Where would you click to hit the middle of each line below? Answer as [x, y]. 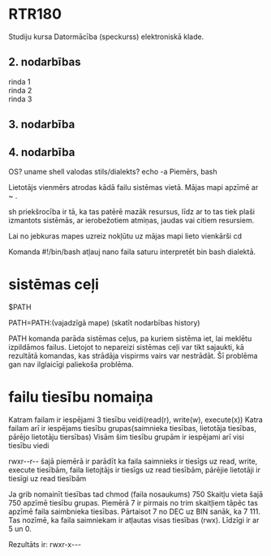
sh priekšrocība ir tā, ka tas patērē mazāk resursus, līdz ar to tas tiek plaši [132, 211]
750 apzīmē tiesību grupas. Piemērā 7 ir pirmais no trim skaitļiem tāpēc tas [133, 502]
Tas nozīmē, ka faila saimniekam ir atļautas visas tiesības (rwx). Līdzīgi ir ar [134, 519]
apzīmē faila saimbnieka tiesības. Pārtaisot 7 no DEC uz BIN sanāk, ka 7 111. [135, 511]
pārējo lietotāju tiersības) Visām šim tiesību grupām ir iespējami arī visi [127, 437]
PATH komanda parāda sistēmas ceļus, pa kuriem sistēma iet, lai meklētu [130, 338]
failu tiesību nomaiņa [81, 397]
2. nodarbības [45, 62]
